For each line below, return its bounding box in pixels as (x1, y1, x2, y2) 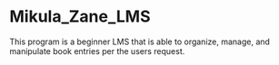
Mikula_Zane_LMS (9, 6, 152, 27)
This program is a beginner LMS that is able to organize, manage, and (9, 36, 271, 47)
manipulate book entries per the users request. (9, 45, 185, 56)
